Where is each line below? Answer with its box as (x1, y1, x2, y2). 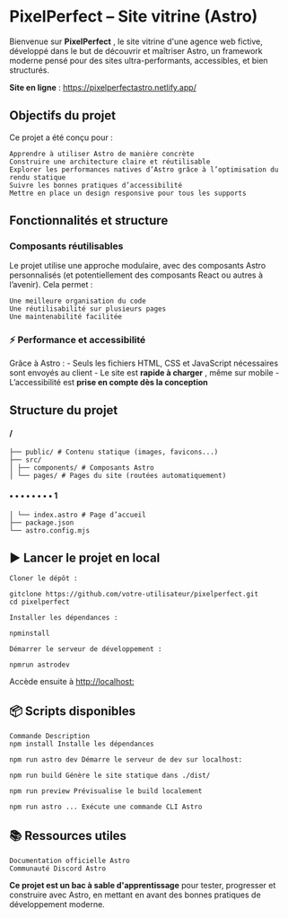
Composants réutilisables (9, 240, 124, 252)
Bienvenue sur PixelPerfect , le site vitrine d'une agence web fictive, (9, 36, 263, 47)
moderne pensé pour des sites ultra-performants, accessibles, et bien (9, 55, 268, 66)
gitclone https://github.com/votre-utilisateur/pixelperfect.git (9, 590, 258, 599)
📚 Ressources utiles (9, 828, 127, 843)
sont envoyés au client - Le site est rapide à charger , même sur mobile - (9, 366, 280, 378)
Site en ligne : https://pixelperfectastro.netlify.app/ (9, 82, 197, 93)
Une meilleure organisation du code (9, 296, 146, 306)
